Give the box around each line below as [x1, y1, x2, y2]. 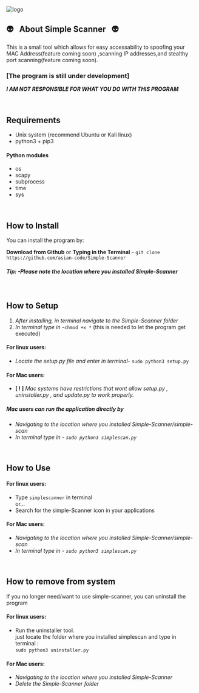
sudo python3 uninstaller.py [15, 647, 89, 653]
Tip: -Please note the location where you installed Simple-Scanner [6, 268, 178, 275]
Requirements [6, 115, 61, 125]
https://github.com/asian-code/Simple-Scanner [6, 255, 126, 261]
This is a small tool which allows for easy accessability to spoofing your [6, 43, 185, 51]
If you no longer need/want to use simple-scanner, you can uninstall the [6, 592, 186, 600]
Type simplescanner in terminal [15, 494, 93, 501]
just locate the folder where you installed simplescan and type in [15, 633, 177, 640]
